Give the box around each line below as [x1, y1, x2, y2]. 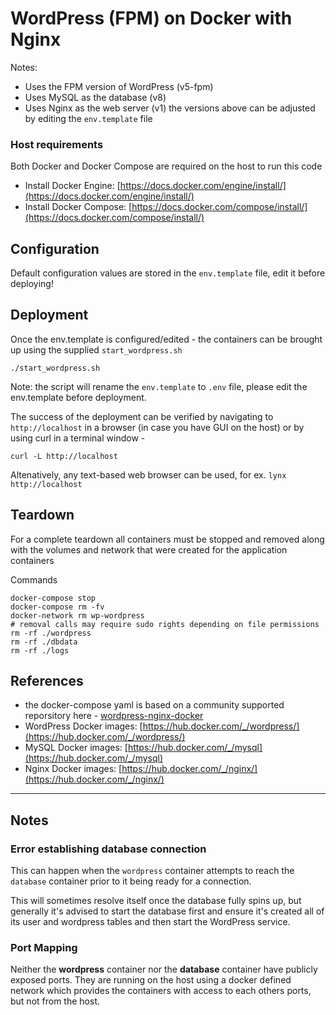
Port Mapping [10, 941, 78, 955]
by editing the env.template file [24, 112, 153, 124]
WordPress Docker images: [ [24, 720, 143, 732]
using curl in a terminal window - [10, 432, 146, 444]
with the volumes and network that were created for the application [10, 543, 288, 556]
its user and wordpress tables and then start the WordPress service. [10, 916, 291, 928]
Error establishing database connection [10, 842, 207, 856]
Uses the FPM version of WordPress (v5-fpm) [24, 80, 214, 92]
